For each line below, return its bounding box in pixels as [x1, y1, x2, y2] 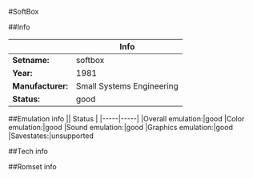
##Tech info [8, 147, 48, 156]
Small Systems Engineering [75, 81, 179, 91]
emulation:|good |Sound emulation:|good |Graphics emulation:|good [8, 123, 234, 132]
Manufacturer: [12, 81, 69, 91]
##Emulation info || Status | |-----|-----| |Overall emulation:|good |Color [8, 114, 245, 123]
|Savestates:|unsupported [8, 131, 94, 140]
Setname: [12, 55, 50, 65]
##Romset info [8, 162, 58, 171]
